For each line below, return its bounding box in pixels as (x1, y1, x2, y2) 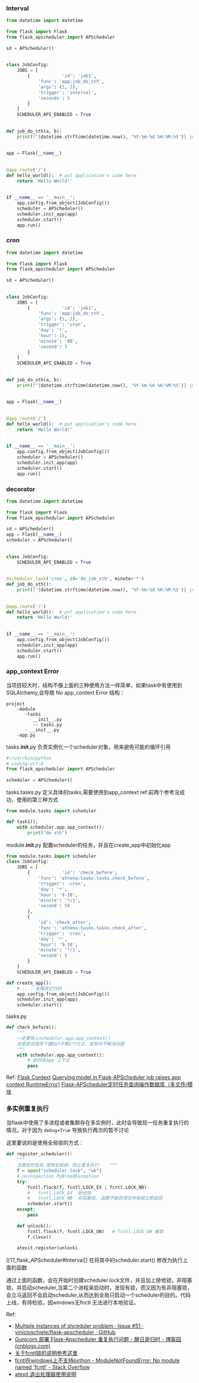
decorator (6, 485, 36, 493)
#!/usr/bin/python (6, 755, 52, 761)
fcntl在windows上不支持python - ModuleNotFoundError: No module (14, 1357, 180, 1364)
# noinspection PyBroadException (17, 1173, 99, 1179)
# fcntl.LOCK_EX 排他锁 (27, 1190, 91, 1196)
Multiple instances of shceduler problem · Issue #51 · (14, 1322, 144, 1329)
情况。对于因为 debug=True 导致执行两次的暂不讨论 (6, 1127, 129, 1134)
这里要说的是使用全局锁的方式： (6, 1139, 84, 1146)
